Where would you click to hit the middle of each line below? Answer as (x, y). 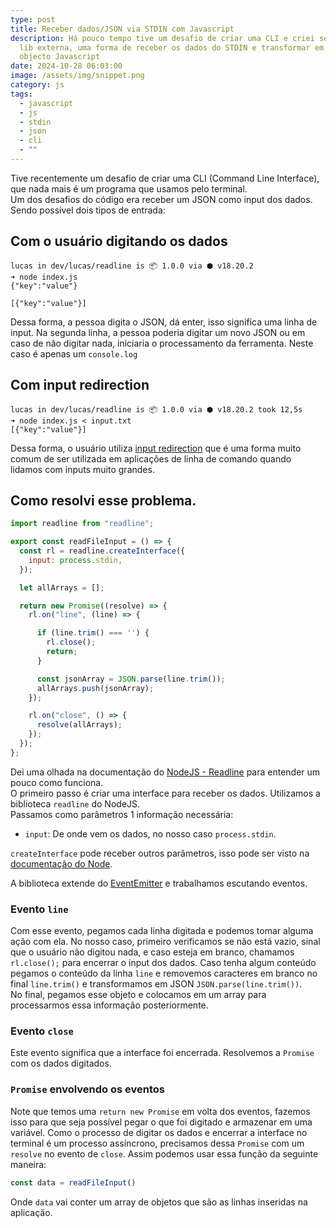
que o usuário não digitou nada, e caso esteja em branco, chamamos (152, 952)
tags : (21, 94)
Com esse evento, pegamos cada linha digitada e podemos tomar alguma (162, 931)
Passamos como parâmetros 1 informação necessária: (122, 814)
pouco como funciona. (57, 782)
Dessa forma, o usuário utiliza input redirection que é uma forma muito (156, 448)
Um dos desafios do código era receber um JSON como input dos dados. (161, 199)
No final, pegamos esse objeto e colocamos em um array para (138, 995)
